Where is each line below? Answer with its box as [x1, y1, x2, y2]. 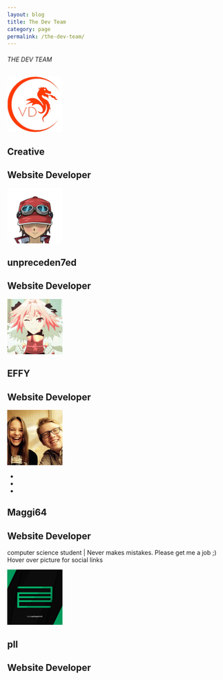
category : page [7, 26, 51, 32]
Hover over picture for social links [7, 556, 104, 564]
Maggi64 [7, 507, 47, 518]
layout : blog [7, 11, 45, 18]
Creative [7, 146, 45, 157]
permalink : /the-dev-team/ [7, 33, 85, 40]
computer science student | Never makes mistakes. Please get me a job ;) [7, 549, 217, 557]
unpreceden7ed [7, 257, 77, 269]
